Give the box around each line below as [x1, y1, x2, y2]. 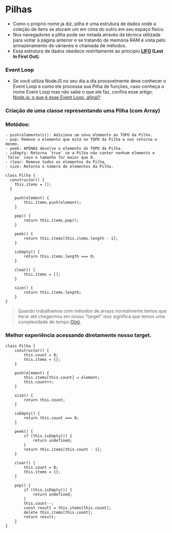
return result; [24, 514, 56, 520]
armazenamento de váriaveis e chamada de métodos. [12, 42, 127, 48]
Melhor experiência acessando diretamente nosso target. [5, 332, 152, 339]
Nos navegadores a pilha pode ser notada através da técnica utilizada [12, 31, 161, 38]
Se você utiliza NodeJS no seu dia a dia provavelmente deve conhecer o [12, 78, 166, 84]
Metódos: [5, 121, 30, 128]
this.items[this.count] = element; [24, 375, 100, 380]
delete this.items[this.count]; [24, 510, 93, 515]
